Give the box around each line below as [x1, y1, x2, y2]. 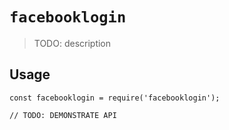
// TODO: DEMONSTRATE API [9, 110, 117, 120]
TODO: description [33, 37, 112, 49]
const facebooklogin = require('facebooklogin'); [9, 93, 221, 103]
